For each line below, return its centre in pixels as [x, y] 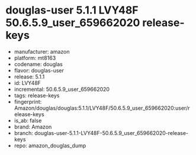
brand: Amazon [33, 127]
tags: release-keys [37, 95]
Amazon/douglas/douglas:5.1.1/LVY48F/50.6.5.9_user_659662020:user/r [102, 108]
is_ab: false [28, 120]
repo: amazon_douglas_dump [50, 146]
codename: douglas [38, 64]
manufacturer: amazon [42, 51]
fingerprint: [28, 101]
